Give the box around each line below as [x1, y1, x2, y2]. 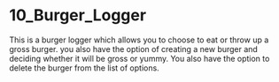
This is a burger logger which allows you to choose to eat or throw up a [9, 34, 269, 45]
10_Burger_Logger [9, 5, 147, 26]
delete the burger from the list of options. [9, 63, 159, 73]
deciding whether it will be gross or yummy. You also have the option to [9, 53, 270, 63]
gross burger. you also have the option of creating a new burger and [9, 43, 259, 54]
